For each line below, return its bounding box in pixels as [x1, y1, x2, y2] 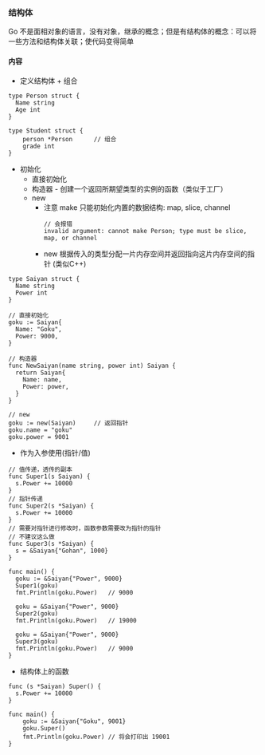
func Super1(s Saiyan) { [8, 472, 91, 480]
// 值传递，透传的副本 [8, 465, 73, 473]
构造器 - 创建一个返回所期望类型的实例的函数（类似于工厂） [31, 184, 228, 193]
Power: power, [22, 382, 69, 390]
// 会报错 [43, 219, 73, 228]
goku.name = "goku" [8, 425, 73, 434]
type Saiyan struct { [8, 275, 80, 283]
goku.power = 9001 [8, 433, 69, 441]
